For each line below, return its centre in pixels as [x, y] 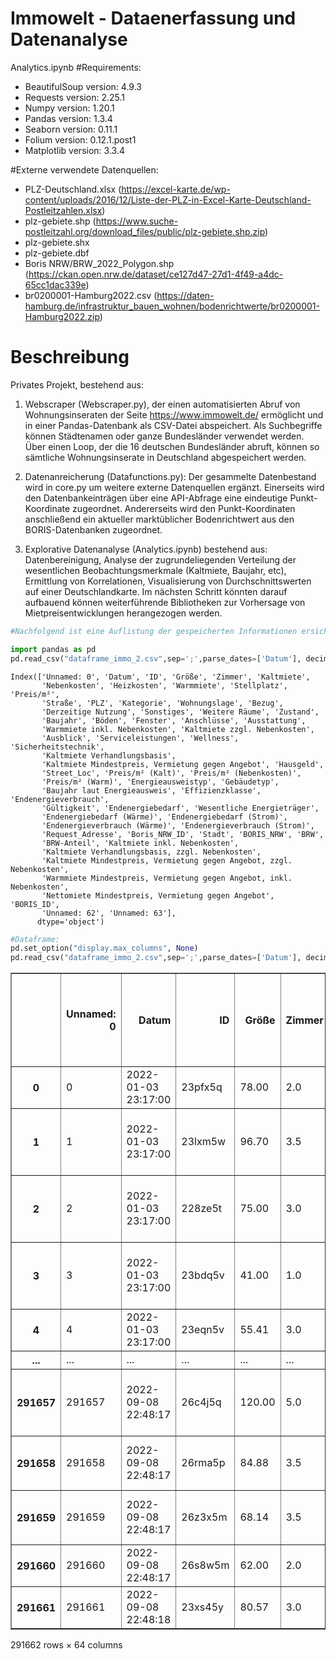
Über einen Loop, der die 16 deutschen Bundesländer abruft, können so [172, 446]
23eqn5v [203, 1330]
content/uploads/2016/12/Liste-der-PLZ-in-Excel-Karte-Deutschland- [168, 199]
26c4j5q [201, 1402]
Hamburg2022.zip [62, 316]
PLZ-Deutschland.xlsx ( [73, 189]
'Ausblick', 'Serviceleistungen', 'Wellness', [140, 738]
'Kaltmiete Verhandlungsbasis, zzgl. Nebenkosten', [151, 852]
